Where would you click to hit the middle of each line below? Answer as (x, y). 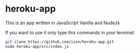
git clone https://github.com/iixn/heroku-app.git (60, 42)
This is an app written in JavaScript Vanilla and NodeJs (62, 23)
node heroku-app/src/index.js (37, 46)
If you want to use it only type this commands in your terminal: (70, 32)
